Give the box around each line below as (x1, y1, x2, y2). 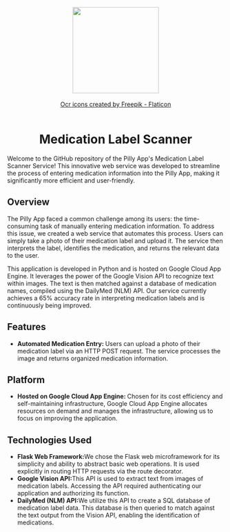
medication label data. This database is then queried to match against (17, 504, 215, 512)
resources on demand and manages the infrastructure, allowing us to (17, 407, 213, 416)
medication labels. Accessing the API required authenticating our (17, 482, 202, 490)
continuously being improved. (7, 301, 92, 309)
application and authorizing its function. (17, 489, 130, 498)
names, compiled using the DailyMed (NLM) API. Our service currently (7, 286, 207, 295)
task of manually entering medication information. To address (40, 222, 215, 230)
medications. (17, 518, 54, 526)
